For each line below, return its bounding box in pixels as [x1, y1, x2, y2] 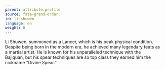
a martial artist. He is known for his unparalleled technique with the [5, 49, 141, 55]
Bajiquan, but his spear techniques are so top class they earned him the [5, 54, 151, 60]
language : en [5, 21, 32, 26]
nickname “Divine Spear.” [5, 60, 57, 66]
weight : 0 [5, 25, 26, 30]
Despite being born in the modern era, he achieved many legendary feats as [5, 44, 160, 50]
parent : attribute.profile [5, 7, 61, 12]
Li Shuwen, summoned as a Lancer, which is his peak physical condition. [5, 39, 153, 45]
